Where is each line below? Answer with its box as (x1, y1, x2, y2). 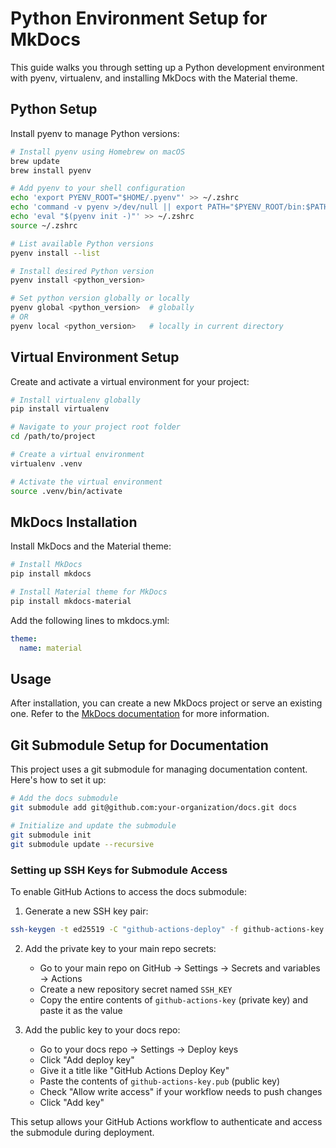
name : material (19, 643, 83, 653)
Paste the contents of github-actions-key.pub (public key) (39, 1075, 281, 1087)
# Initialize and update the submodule (10, 821, 177, 831)
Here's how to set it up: (10, 774, 107, 786)
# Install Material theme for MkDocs (10, 587, 168, 597)
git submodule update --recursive (10, 839, 155, 849)
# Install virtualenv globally (10, 395, 141, 405)
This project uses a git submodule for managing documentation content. (10, 763, 308, 776)
